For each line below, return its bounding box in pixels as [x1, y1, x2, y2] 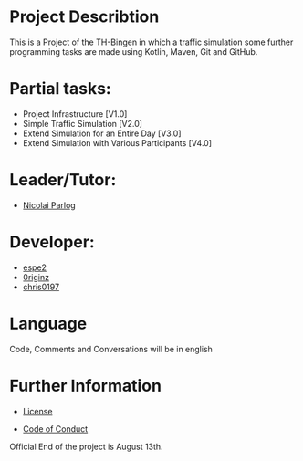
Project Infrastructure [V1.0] [22, 108, 128, 120]
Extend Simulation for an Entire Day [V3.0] [22, 128, 182, 139]
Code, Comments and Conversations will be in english [9, 343, 213, 354]
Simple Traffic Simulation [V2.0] [22, 118, 143, 129]
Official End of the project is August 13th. [9, 441, 163, 452]
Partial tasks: [9, 79, 111, 100]
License [22, 405, 53, 416]
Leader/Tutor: [9, 170, 117, 191]
